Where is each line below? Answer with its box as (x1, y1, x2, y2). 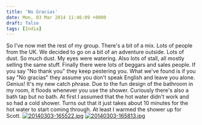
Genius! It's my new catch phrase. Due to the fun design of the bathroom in (6, 81, 194, 88)
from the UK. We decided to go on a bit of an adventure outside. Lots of (6, 49, 185, 56)
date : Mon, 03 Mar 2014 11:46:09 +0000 (6, 14, 107, 20)
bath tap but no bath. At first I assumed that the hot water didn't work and (6, 93, 189, 100)
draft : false (6, 20, 39, 26)
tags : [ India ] (6, 25, 42, 32)
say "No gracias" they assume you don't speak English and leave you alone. (6, 74, 195, 81)
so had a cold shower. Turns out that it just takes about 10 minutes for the (6, 100, 189, 107)
